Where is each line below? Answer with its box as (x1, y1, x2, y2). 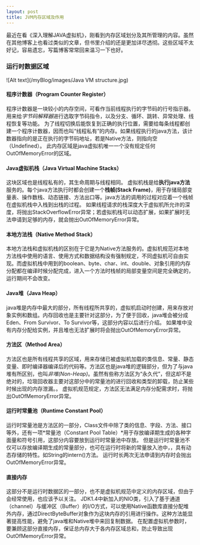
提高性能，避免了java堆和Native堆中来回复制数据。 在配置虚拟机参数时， (11, 518, 190, 525)
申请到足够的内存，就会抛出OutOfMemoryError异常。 (11, 216, 142, 223)
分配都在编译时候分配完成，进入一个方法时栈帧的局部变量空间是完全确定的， (6, 267, 194, 274)
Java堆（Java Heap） (6, 290, 61, 296)
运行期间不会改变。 (6, 275, 54, 282)
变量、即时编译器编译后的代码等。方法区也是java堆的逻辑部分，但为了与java (6, 362, 193, 369)
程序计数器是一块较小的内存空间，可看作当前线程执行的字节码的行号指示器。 (6, 105, 194, 112)
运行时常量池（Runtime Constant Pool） (6, 407, 106, 414)
